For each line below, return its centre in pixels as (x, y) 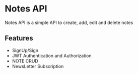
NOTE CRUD (25, 61)
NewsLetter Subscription (38, 66)
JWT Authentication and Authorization (52, 55)
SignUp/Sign (25, 50)
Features (19, 38)
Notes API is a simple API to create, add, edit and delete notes (69, 22)
